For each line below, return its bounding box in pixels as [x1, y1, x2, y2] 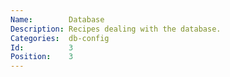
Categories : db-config [10, 33, 110, 43]
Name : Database [10, 14, 105, 25]
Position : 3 [10, 52, 74, 62]
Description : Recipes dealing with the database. [10, 24, 222, 34]
